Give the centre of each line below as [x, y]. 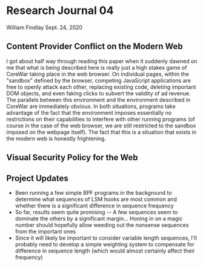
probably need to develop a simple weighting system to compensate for [105, 244]
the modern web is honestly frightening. [56, 138]
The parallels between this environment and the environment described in [98, 100]
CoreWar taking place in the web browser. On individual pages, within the [98, 74]
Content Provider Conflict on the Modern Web [95, 46]
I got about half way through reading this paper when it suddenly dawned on [102, 61]
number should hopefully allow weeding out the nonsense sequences [102, 225]
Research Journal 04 [60, 11]
